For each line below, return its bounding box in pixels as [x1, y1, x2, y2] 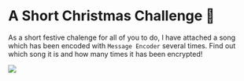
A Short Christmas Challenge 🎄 [8, 7, 215, 25]
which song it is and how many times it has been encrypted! [8, 49, 203, 58]
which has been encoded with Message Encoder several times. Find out [8, 40, 236, 50]
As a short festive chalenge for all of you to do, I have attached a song [8, 33, 236, 42]
